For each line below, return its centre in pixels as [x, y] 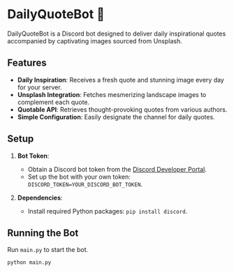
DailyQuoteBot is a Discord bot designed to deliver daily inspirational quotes [117, 34]
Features [27, 63]
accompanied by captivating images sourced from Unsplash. [95, 40]
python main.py [29, 263]
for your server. [39, 87]
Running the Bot [43, 233]
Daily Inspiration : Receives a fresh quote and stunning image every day [121, 80]
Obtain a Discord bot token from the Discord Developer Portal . [117, 169]
